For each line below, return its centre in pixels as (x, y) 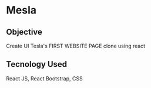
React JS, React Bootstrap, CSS (45, 78)
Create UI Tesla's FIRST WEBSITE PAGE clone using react (76, 46)
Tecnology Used (37, 64)
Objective (24, 32)
